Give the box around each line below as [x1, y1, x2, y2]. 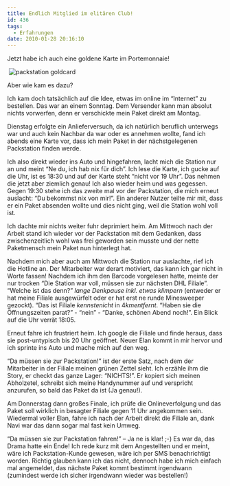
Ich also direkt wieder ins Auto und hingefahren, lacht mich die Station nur [7, 157, 217, 166]
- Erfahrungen [13, 29, 54, 36]
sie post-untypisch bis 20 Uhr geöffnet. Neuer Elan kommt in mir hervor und [7, 336, 223, 344]
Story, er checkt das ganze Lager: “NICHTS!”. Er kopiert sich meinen [7, 372, 200, 380]
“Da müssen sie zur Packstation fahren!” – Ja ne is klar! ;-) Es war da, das [7, 434, 215, 443]
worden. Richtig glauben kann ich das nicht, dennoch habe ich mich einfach [7, 456, 222, 465]
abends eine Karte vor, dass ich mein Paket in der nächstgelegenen [7, 137, 198, 145]
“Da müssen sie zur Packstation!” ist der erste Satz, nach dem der [7, 357, 194, 365]
